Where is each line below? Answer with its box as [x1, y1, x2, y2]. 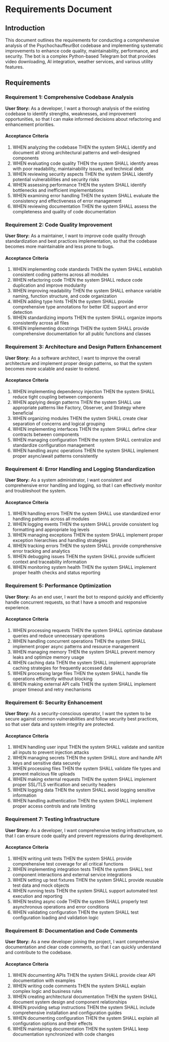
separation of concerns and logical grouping [12, 421, 105, 427]
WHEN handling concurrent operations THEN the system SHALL [12, 638, 146, 644]
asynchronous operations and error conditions [12, 903, 109, 910]
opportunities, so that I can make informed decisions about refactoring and [5, 116, 161, 122]
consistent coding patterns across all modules [12, 271, 109, 278]
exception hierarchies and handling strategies [12, 537, 107, 543]
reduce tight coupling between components [12, 393, 104, 400]
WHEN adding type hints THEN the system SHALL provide [12, 298, 134, 304]
